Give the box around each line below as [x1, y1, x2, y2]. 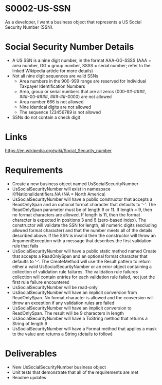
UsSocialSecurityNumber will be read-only [12, 284, 98, 290]
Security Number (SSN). [5, 24, 54, 30]
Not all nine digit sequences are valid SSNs [12, 73, 99, 78]
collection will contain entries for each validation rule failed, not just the [12, 274, 155, 280]
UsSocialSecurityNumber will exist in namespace [12, 186, 111, 192]
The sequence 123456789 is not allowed [19, 109, 101, 115]
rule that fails [12, 243, 39, 249]
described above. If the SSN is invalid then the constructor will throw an [12, 232, 156, 238]
